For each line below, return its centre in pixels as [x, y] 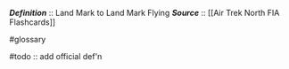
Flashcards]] [33, 22]
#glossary [28, 39]
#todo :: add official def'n [56, 56]
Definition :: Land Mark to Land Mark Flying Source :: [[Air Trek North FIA [144, 13]
